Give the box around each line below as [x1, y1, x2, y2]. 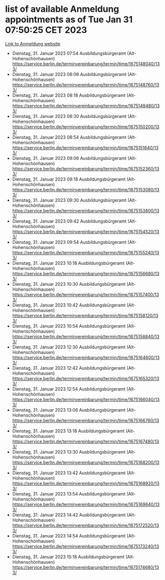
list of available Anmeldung [5, 3, 119, 15]
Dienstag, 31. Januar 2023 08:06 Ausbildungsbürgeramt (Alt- [12, 71, 137, 77]
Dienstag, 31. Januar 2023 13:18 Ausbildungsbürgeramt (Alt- [12, 428, 135, 434]
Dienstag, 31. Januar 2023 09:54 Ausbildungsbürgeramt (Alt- [12, 239, 137, 245]
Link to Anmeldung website [5, 40, 61, 46]
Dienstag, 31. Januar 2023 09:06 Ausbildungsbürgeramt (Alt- [12, 155, 137, 161]
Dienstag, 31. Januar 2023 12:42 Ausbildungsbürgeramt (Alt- [12, 365, 136, 371]
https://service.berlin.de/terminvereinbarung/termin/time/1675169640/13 [12, 501, 160, 507]
